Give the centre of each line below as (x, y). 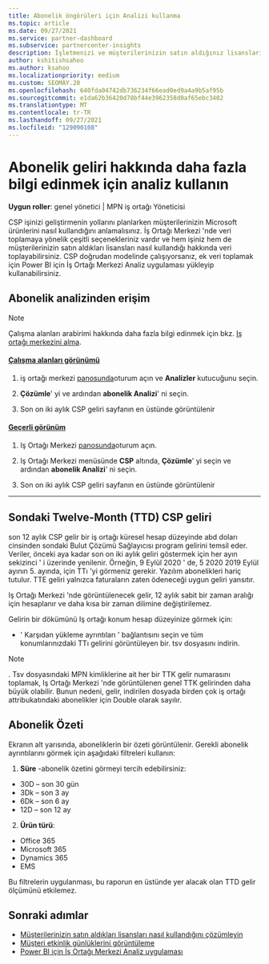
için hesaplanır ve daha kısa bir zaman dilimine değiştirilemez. (110, 603)
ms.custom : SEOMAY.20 (44, 83)
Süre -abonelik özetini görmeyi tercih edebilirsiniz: (103, 768)
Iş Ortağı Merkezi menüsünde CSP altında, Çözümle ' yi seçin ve (125, 460)
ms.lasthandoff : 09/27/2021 (55, 120)
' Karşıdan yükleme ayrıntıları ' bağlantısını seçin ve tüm (112, 634)
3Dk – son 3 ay (44, 792)
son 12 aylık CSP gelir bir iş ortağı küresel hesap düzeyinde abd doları (123, 537)
